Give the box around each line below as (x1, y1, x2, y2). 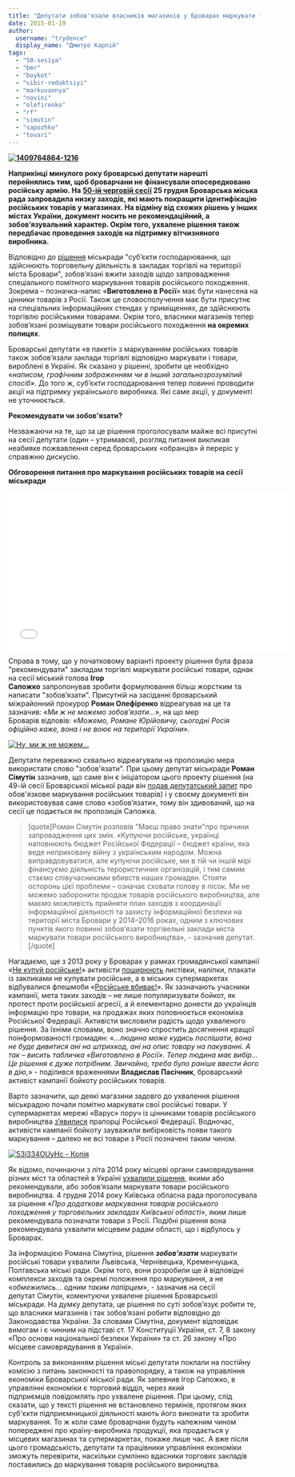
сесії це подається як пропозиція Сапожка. (8, 806, 157, 815)
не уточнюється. (8, 395, 66, 404)
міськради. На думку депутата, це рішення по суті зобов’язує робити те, (8, 1299, 257, 1309)
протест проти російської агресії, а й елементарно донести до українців (8, 999, 257, 1008)
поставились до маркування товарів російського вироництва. (8, 1459, 221, 1469)
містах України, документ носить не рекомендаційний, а (8, 211, 210, 220)
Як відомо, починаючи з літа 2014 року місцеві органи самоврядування (8, 1165, 254, 1174)
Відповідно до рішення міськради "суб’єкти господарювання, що (8, 252, 231, 261)
